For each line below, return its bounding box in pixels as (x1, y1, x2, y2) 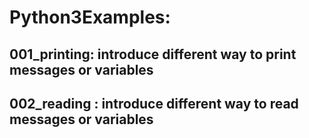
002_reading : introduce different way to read (9, 95, 299, 112)
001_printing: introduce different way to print (9, 46, 297, 63)
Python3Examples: (9, 6, 171, 29)
